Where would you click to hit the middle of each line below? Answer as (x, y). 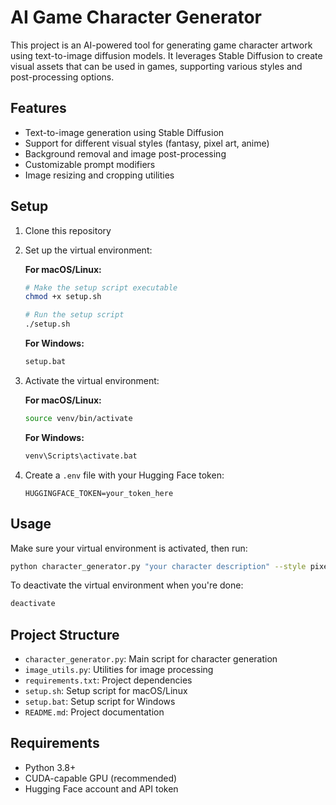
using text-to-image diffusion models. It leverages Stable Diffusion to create (166, 55)
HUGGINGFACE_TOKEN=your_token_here (99, 493)
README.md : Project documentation (94, 712)
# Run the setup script (74, 315)
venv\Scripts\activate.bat (81, 456)
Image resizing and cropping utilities (99, 175)
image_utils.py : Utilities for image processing (119, 670)
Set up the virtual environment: (88, 250)
